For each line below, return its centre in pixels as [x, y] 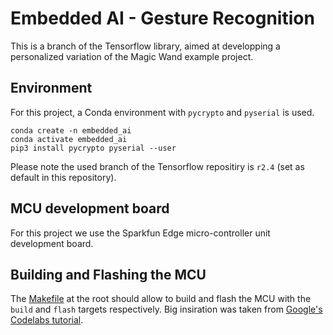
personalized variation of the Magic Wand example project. [132, 56]
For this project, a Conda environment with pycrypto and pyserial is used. [162, 112]
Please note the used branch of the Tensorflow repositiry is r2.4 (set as [157, 166]
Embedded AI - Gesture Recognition [162, 18]
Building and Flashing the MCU [108, 274]
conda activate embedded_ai [69, 139]
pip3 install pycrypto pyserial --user [93, 148]
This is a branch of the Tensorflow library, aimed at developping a [145, 46]
